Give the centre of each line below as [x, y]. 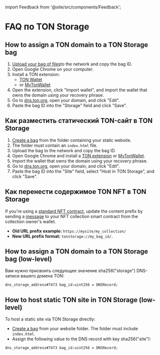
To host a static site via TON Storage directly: [50, 319]
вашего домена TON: [42, 276]
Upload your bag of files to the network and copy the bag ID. [72, 64]
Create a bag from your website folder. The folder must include [75, 329]
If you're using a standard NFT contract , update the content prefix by [74, 211]
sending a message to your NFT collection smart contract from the [72, 216]
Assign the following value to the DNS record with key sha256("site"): [81, 339]
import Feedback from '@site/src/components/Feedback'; [63, 7]
